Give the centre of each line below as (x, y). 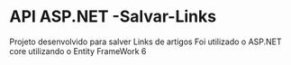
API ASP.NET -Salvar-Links (113, 17)
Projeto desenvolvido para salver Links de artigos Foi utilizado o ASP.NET (145, 42)
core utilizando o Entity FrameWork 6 (78, 51)
